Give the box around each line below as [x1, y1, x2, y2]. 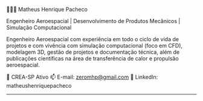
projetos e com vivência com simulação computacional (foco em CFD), [6, 42, 183, 49]
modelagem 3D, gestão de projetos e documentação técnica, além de [6, 48, 180, 56]
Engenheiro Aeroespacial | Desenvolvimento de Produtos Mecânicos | [6, 18, 181, 24]
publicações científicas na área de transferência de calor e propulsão [6, 55, 179, 62]
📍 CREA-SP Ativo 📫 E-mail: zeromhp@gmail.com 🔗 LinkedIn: [6, 73, 158, 80]
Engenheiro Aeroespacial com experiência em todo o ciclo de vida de [6, 36, 179, 42]
